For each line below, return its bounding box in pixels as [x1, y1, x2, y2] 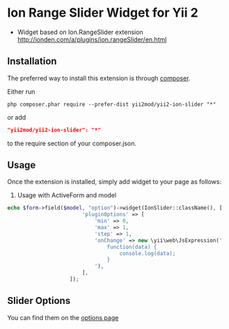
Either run [7, 87, 35, 95]
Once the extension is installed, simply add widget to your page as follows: [7, 177, 221, 186]
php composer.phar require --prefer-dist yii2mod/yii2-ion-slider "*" [7, 101, 216, 108]
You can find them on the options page [7, 313, 119, 321]
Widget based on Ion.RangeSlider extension [17, 28, 144, 36]
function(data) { [106, 243, 157, 250]
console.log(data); [119, 250, 176, 257]
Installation [7, 56, 57, 67]
